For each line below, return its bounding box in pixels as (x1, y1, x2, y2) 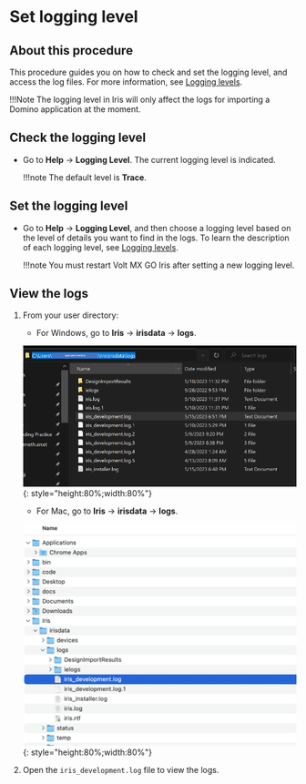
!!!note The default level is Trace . (22, 171, 148, 183)
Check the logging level (9, 130, 147, 146)
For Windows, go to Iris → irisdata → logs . (36, 328, 197, 339)
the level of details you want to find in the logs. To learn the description (22, 232, 290, 243)
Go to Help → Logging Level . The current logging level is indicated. (22, 154, 276, 165)
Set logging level (9, 6, 138, 27)
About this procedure (9, 43, 134, 58)
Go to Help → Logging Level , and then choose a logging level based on (22, 222, 291, 233)
